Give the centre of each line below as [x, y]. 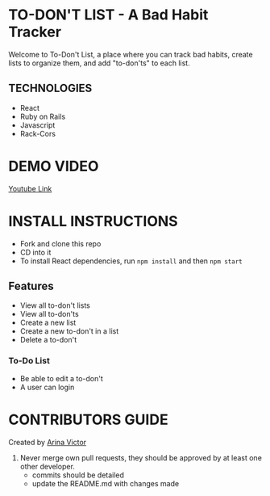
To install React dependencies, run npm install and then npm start [131, 261]
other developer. [47, 466]
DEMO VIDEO [54, 166]
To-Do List [29, 361]
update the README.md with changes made [106, 483]
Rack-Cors [38, 133]
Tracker [35, 32]
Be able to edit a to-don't [61, 378]
